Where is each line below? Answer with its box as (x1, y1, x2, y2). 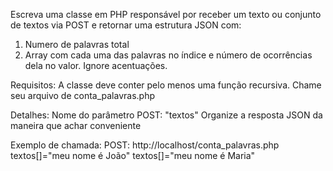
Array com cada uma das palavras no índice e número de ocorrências (24, 49, 313, 61)
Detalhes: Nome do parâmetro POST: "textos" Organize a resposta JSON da (10, 109, 323, 121)
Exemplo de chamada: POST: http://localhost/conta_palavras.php (10, 139, 280, 151)
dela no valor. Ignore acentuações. (24, 60, 168, 71)
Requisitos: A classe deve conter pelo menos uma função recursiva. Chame (10, 79, 322, 91)
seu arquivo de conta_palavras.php (10, 90, 155, 101)
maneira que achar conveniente (10, 120, 142, 131)
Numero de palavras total (24, 39, 130, 50)
